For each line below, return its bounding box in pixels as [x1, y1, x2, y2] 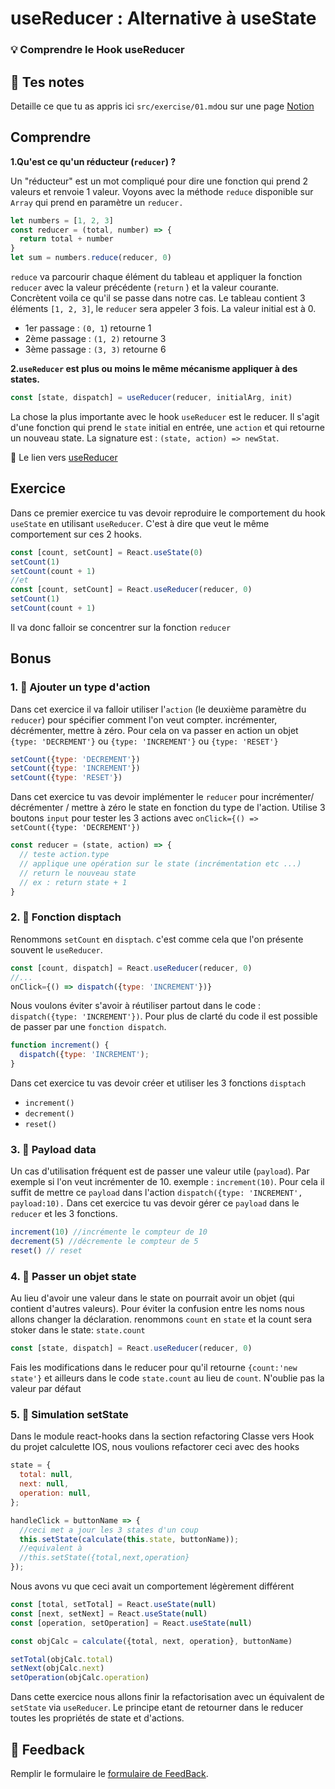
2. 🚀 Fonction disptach [10, 910, 122, 924]
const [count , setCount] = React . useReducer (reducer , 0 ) [10, 585, 253, 595]
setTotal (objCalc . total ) [10, 1654, 114, 1664]
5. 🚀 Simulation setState [10, 1408, 129, 1422]
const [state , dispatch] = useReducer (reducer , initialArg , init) [10, 393, 293, 403]
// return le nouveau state [19, 868, 137, 878]
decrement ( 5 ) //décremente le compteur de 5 [10, 1237, 199, 1247]
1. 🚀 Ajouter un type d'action [10, 680, 151, 694]
